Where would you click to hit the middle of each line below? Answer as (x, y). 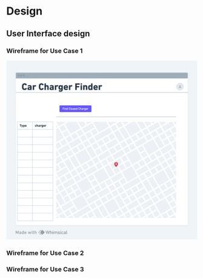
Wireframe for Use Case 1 (45, 51)
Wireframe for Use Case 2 (45, 253)
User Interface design (48, 34)
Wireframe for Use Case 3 (45, 270)
